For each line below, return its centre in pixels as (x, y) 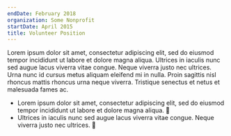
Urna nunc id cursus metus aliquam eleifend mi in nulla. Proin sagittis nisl (112, 75)
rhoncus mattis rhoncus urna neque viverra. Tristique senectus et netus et (114, 82)
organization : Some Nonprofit (51, 20)
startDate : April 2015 (40, 26)
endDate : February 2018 (42, 14)
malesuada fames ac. (38, 90)
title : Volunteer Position (46, 33)
